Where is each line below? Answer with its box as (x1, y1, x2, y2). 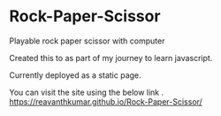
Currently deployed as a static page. (9, 69, 141, 81)
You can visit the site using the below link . (9, 87, 164, 97)
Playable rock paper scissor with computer (9, 35, 165, 46)
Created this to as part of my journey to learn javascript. (9, 52, 213, 63)
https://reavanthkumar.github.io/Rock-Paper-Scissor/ (9, 96, 203, 107)
